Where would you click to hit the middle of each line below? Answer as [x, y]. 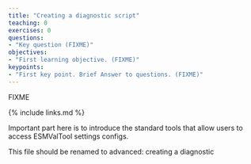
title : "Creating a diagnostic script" [74, 15]
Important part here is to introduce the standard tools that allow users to [125, 128]
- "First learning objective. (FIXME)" [74, 60]
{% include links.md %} [47, 113]
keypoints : [26, 67]
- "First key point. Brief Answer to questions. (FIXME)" [106, 74]
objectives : [28, 52]
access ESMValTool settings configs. [68, 136]
